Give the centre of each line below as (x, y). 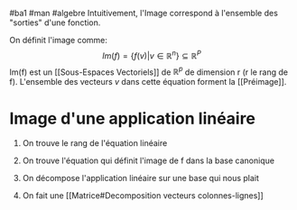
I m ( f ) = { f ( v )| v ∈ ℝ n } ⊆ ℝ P (152, 55)
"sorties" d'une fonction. (55, 23)
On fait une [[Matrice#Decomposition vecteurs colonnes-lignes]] (143, 196)
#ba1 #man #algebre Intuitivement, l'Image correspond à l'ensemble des (144, 13)
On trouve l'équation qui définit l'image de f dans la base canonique (148, 160)
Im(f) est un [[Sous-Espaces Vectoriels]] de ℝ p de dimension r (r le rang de (149, 71)
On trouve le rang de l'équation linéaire (95, 143)
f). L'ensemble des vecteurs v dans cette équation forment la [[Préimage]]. (148, 82)
